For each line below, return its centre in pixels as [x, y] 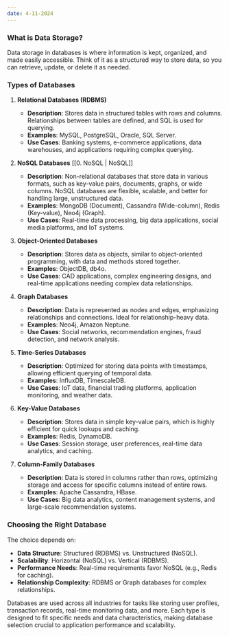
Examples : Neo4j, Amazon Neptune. [79, 325]
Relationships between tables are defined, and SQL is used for [115, 120]
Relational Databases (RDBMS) [62, 100]
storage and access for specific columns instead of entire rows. [117, 485]
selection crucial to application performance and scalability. [92, 625]
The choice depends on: [41, 540]
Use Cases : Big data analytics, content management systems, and [121, 500]
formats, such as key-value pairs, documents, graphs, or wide [115, 184]
